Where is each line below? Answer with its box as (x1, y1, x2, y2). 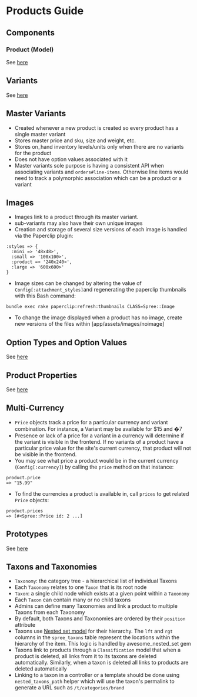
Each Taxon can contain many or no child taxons (14, 596, 131, 603)
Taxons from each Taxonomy (14, 609, 85, 616)
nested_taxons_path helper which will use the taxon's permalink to (14, 678, 175, 685)
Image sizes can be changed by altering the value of (14, 280, 142, 287)
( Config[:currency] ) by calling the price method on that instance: (14, 463, 174, 470)
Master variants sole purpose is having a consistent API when (14, 162, 165, 169)
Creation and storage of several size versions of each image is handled (14, 226, 187, 233)
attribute (14, 621, 36, 629)
